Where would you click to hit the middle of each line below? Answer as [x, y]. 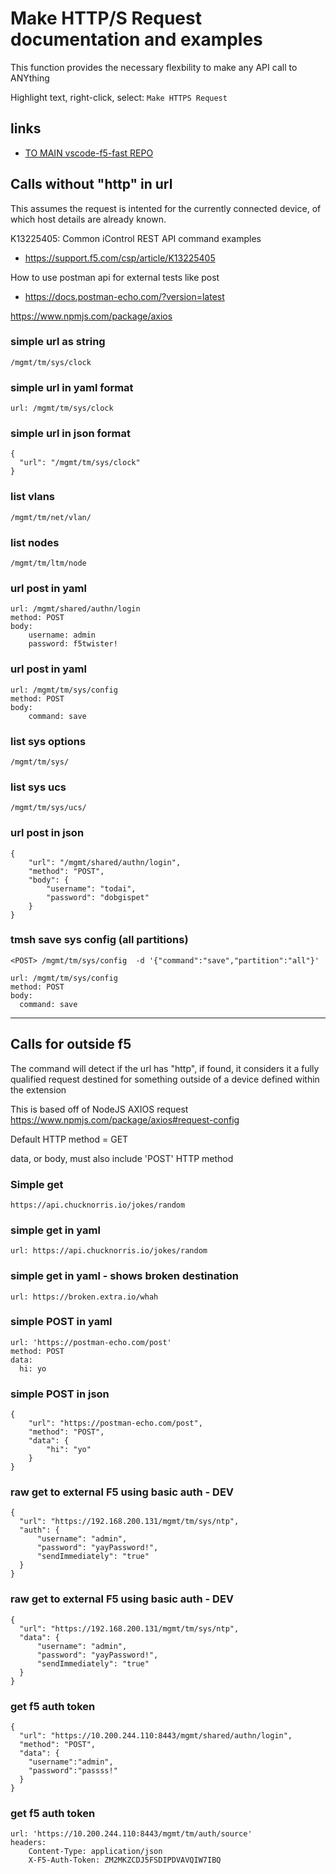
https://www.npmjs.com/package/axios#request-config [125, 1119]
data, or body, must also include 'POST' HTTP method [122, 1158]
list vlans [33, 497]
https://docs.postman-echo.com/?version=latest [124, 296]
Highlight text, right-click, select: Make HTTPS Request [119, 97]
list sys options [48, 741]
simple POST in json [60, 1394]
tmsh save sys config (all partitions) [99, 940]
